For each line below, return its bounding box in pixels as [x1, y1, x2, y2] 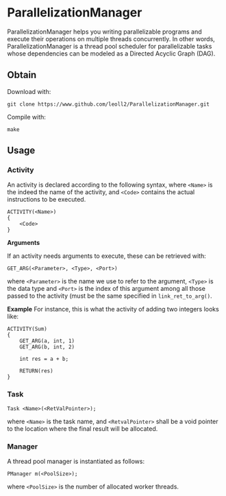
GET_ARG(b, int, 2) [19, 344, 75, 351]
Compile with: [7, 113, 47, 121]
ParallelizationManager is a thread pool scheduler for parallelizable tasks [7, 42, 212, 50]
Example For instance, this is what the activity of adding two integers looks [7, 305, 219, 314]
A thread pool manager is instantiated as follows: [7, 458, 145, 466]
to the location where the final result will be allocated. [7, 424, 158, 433]
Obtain [7, 69, 37, 81]
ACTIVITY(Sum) [7, 326, 48, 333]
